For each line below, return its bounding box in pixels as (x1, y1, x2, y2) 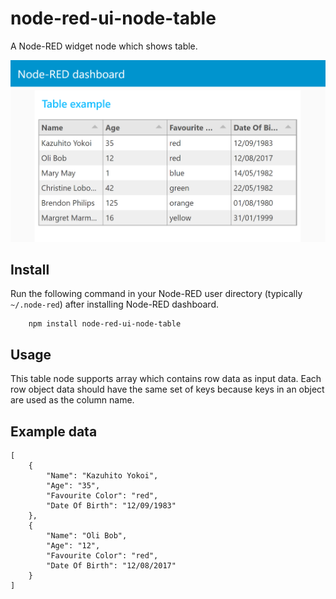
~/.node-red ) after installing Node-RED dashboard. (10, 298, 219, 311)
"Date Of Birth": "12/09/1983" (46, 501, 177, 511)
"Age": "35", (46, 481, 101, 491)
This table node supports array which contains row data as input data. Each (10, 373, 322, 385)
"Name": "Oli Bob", (46, 531, 128, 541)
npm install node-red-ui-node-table (28, 319, 182, 329)
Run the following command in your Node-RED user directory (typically (10, 288, 303, 300)
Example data (10, 423, 98, 440)
